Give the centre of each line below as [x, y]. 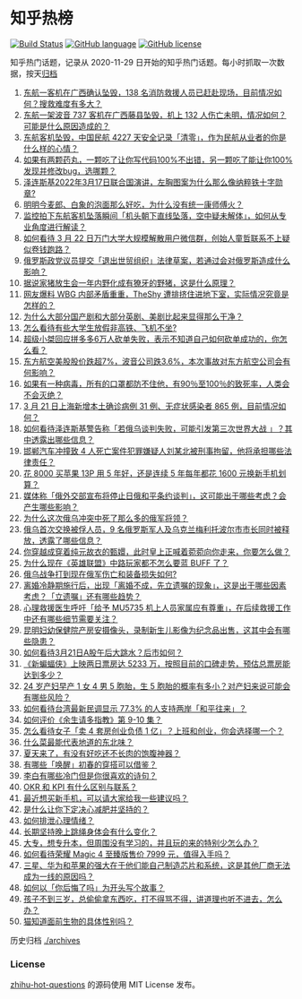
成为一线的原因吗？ [59, 876]
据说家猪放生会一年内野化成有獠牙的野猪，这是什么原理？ [129, 282]
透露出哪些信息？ [63, 439]
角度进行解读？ [59, 227]
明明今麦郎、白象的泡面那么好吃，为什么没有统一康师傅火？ [133, 204]
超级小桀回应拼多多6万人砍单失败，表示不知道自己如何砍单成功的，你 [151, 339]
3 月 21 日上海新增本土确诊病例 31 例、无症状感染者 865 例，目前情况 [151, 406]
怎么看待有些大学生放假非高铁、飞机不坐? [100, 327]
